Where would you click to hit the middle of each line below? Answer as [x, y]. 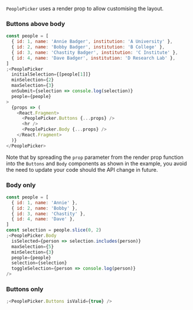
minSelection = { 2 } [33, 80]
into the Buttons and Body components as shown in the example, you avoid [97, 163]
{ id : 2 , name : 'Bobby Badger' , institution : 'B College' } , [88, 47]
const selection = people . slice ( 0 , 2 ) [54, 230]
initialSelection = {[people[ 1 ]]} [51, 74]
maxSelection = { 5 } [33, 247]
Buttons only [25, 289]
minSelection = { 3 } [33, 252]
